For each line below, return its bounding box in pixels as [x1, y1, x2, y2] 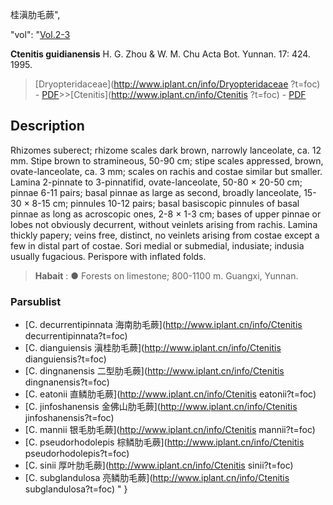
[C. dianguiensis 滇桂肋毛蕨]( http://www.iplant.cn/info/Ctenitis [24, 342, 282, 354]
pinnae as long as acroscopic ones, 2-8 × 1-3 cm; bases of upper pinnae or [10, 208, 322, 220]
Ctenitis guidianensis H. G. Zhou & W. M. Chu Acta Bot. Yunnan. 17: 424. [10, 48, 311, 60]
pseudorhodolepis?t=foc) [24, 448, 130, 460]
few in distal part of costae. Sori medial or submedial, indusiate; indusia [10, 239, 305, 252]
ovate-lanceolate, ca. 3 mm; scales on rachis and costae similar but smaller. [10, 165, 323, 177]
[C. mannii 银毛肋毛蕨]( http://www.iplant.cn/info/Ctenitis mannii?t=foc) [24, 424, 316, 436]
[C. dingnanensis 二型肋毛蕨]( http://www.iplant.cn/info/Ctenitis [24, 365, 285, 377]
